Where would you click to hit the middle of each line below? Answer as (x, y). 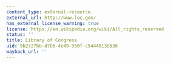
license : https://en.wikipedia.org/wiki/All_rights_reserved (85, 29)
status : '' (20, 35)
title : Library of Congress (42, 40)
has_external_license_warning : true (53, 23)
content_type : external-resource (49, 12)
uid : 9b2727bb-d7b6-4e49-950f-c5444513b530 (62, 46)
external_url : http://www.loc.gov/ (51, 18)
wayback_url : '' (27, 52)
